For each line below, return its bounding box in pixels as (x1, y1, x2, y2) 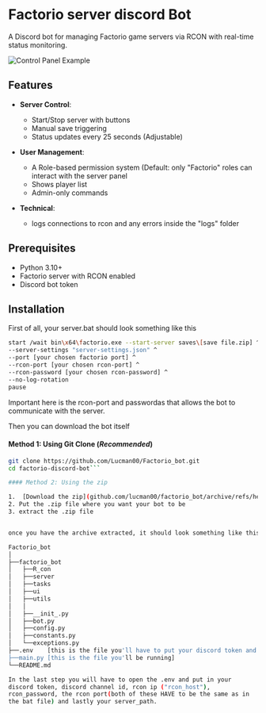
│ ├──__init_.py (8, 609, 69, 618)
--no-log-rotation (8, 375, 69, 384)
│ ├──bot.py (8, 617, 55, 625)
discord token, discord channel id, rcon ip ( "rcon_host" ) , (8, 683, 211, 691)
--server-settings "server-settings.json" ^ (8, 347, 158, 355)
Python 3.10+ (19, 263, 63, 272)
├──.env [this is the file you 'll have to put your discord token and (8, 646, 257, 655)
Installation (8, 302, 65, 316)
